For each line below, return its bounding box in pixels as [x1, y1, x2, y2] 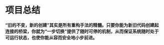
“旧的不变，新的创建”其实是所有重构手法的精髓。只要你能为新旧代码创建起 [5, 22, 159, 28]
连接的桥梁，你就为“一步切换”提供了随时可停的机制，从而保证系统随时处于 [5, 28, 159, 34]
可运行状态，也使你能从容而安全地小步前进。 [5, 34, 97, 40]
